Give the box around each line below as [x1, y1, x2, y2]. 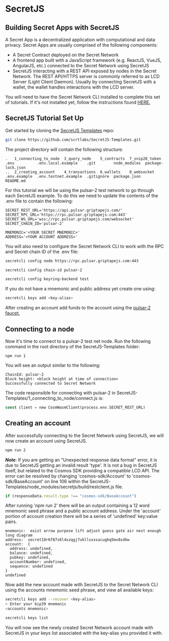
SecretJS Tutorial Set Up [5, 114, 84, 123]
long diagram [5, 533, 33, 538]
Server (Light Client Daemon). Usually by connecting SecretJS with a [12, 79, 156, 85]
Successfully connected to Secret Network [5, 381, 96, 386]
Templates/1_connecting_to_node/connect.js [5, 395, 98, 401]
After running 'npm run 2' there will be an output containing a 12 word [5, 502, 150, 509]
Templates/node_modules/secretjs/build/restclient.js [5, 484, 115, 490]
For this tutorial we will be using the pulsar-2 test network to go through [5, 187, 154, 193]
